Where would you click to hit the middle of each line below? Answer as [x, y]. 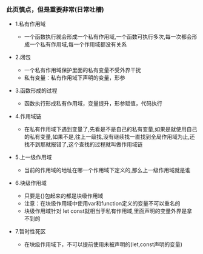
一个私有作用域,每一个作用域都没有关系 [78, 44]
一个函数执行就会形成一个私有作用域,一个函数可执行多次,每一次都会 [108, 37]
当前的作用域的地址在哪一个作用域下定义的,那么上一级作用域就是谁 [107, 170]
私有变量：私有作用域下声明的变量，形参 [75, 78]
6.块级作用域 [31, 183]
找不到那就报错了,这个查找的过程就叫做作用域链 [83, 144]
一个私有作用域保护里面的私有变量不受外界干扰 [82, 70]
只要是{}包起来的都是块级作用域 [64, 196]
